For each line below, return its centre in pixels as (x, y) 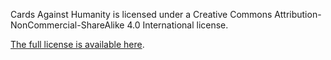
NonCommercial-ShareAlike (67, 25)
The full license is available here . (77, 44)
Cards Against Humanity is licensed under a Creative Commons (141, 14)
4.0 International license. (177, 25)
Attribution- (298, 14)
